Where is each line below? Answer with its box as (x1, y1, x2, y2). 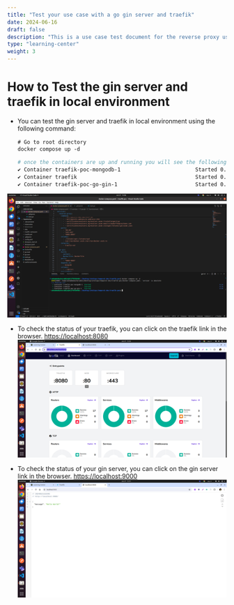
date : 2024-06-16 (7, 18, 58, 26)
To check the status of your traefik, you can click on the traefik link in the (17, 324, 227, 333)
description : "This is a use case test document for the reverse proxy (7, 33, 219, 40)
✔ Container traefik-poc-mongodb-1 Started (17, 166, 217, 173)
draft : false (7, 26, 45, 33)
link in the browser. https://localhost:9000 (17, 472, 138, 481)
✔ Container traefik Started (17, 173, 217, 181)
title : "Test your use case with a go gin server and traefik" (7, 11, 195, 18)
